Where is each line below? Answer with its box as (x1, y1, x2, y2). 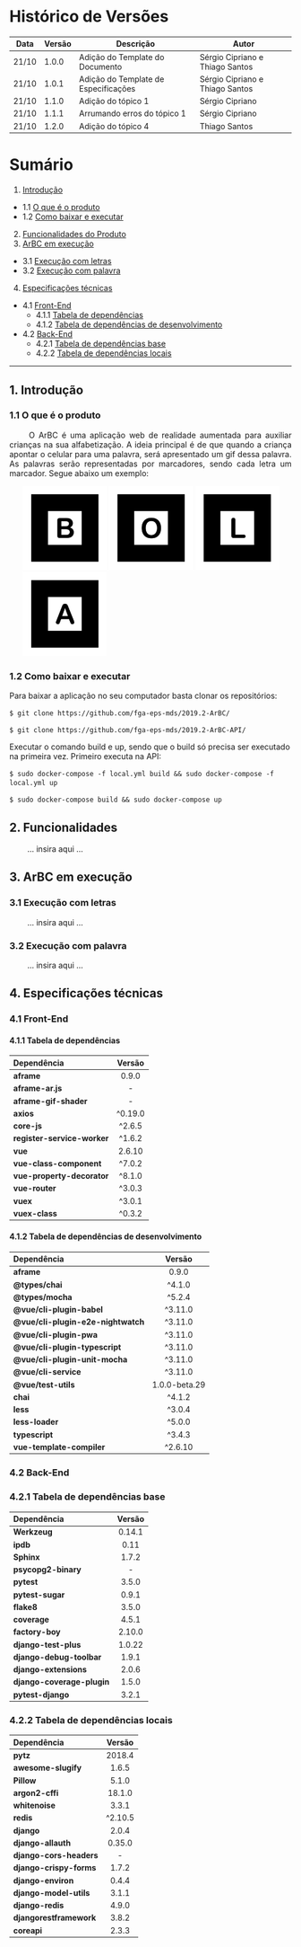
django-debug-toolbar (13, 1651, 102, 1662)
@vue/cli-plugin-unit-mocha (13, 1354, 128, 1365)
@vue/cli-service (13, 1367, 82, 1377)
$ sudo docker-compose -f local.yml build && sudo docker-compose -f (9, 770, 275, 779)
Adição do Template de (79, 74, 165, 84)
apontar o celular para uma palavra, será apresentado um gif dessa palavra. (9, 448, 292, 459)
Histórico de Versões (9, 6, 169, 27)
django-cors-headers (13, 1850, 99, 1861)
